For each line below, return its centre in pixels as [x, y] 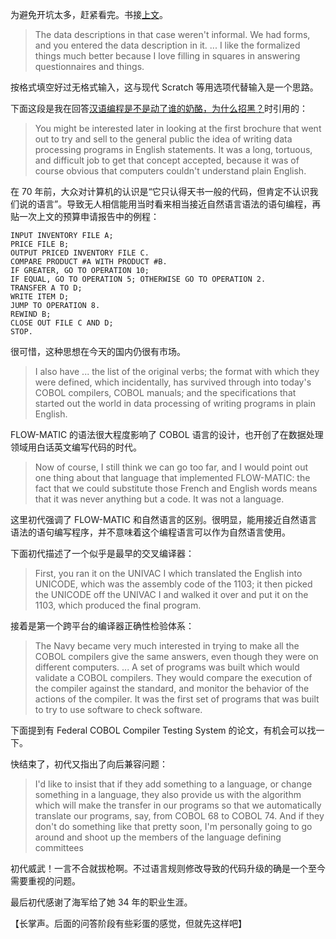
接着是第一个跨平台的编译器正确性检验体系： [102, 626]
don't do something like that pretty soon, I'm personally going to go [173, 826]
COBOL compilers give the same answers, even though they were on [176, 656]
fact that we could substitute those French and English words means [176, 488]
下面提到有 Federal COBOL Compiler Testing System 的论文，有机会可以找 [163, 730]
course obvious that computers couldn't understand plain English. [170, 171]
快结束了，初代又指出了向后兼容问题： [89, 764]
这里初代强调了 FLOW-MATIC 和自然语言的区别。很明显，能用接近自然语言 [164, 519]
